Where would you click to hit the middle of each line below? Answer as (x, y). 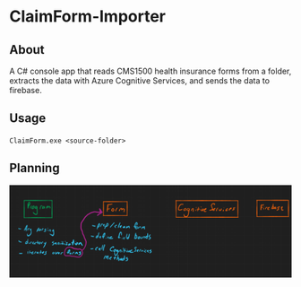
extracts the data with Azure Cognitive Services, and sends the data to (140, 81)
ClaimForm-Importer (88, 17)
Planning (34, 168)
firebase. (26, 90)
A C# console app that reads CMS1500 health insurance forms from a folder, (150, 71)
